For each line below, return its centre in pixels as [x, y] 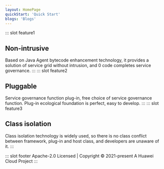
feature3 [14, 108]
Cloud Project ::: [21, 161]
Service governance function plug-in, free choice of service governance [79, 98]
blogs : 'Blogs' [21, 19]
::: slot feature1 [20, 33]
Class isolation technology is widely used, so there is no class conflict [76, 135]
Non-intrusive [27, 48]
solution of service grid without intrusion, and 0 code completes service [78, 66]
